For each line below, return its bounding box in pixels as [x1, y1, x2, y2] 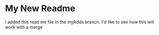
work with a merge [5, 24, 43, 30]
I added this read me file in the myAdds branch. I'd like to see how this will [5, 19, 154, 25]
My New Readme [5, 3, 76, 14]
